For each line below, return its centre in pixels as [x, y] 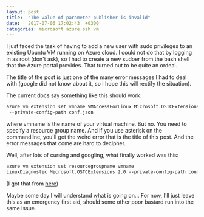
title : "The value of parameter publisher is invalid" [78, 18]
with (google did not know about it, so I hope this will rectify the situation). [99, 84]
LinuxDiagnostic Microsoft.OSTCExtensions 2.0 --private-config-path [96, 172]
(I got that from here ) [32, 184]
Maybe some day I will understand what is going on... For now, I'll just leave [100, 195]
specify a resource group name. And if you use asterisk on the [84, 130]
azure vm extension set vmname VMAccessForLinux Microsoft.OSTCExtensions [103, 107]
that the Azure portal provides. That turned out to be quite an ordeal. [92, 66]
